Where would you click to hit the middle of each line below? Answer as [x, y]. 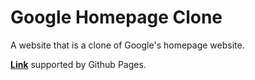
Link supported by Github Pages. [78, 64]
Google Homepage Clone [116, 17]
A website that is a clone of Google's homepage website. [127, 45]
